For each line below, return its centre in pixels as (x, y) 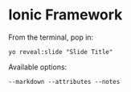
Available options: (38, 67)
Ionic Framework (65, 15)
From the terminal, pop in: (51, 37)
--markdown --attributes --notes (64, 82)
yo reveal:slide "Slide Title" (61, 52)
